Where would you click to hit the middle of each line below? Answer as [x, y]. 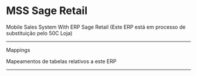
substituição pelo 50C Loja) [39, 33]
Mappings [18, 50]
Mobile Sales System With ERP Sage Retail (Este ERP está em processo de [96, 27]
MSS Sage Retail [47, 11]
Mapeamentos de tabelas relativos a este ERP [61, 61]
